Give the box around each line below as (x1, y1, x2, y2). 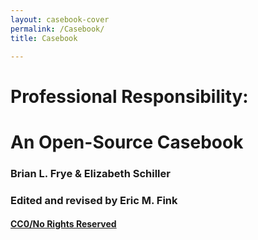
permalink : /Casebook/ (10, 24, 105, 34)
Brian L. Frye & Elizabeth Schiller (10, 166, 171, 180)
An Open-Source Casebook (10, 131, 244, 153)
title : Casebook (10, 33, 78, 43)
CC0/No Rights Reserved (10, 218, 117, 230)
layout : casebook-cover (10, 14, 110, 25)
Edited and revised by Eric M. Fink (10, 193, 178, 207)
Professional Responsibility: (10, 85, 249, 108)
